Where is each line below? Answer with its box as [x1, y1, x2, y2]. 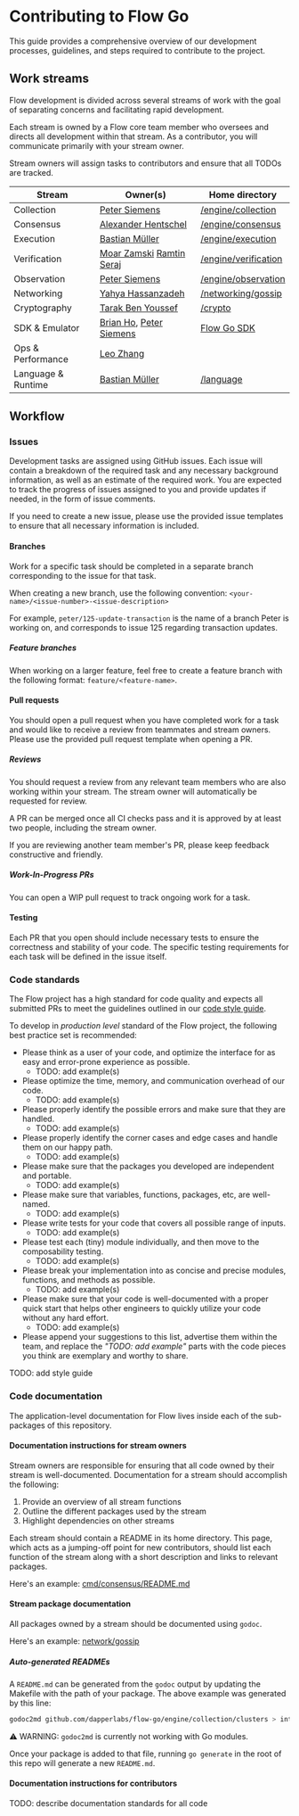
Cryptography [13, 301, 73, 314]
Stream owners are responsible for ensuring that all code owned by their [9, 1460, 275, 1471]
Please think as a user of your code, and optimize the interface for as [21, 1047, 276, 1058]
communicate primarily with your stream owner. [9, 140, 184, 151]
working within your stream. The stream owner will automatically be [9, 786, 258, 797]
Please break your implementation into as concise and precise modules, [21, 1265, 287, 1276]
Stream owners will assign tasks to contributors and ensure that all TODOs [9, 158, 282, 169]
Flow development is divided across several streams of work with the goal [9, 95, 281, 105]
